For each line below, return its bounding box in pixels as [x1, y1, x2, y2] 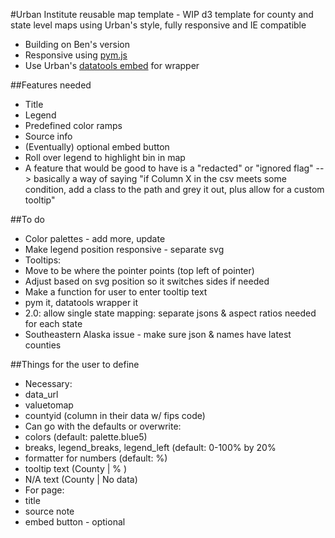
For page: [24, 484, 65, 496]
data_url [24, 389, 59, 400]
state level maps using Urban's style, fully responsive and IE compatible [10, 19, 307, 31]
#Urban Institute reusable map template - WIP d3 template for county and [10, 9, 314, 20]
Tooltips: [24, 254, 62, 266]
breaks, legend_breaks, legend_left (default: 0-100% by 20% [24, 442, 277, 453]
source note [24, 505, 75, 517]
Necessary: [24, 378, 73, 389]
